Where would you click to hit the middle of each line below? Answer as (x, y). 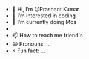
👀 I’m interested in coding (44, 16)
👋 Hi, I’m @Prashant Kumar (46, 9)
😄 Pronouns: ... (31, 44)
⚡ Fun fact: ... (28, 51)
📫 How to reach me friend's (47, 35)
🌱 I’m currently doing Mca (44, 22)
